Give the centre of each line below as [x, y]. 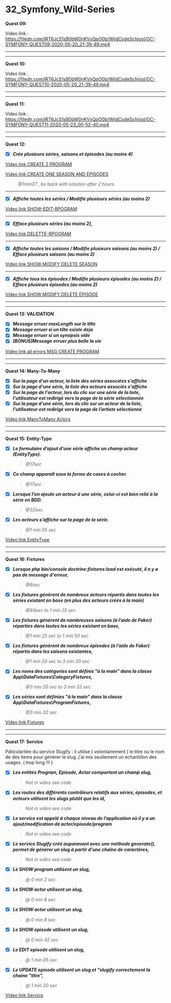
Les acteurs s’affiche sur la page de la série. [61, 520]
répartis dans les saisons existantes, [53, 651]
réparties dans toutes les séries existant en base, [66, 626]
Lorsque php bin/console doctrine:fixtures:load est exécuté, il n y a [85, 569]
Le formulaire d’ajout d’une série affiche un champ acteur [75, 448]
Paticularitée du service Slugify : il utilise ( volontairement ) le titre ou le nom [85, 752]
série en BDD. [27, 500]
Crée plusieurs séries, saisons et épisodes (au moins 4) [73, 154]
